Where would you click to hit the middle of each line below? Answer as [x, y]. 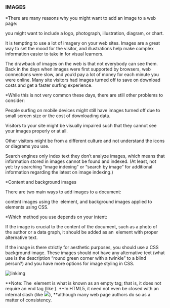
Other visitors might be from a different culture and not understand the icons [85, 141]
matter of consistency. [29, 300]
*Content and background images [41, 182]
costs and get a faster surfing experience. [49, 85]
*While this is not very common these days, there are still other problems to [84, 95]
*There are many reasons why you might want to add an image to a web [80, 18]
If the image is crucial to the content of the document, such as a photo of [81, 227]
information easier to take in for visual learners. [54, 54]
